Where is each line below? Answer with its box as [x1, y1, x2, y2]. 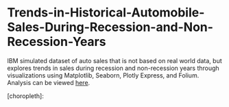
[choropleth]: [7, 91, 45, 100]
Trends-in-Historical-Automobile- [7, 5, 205, 21]
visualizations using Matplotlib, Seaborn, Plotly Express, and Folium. [7, 71, 200, 80]
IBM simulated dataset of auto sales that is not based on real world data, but [7, 56, 222, 64]
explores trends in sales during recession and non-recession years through [7, 64, 219, 72]
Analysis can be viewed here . [7, 78, 91, 86]
